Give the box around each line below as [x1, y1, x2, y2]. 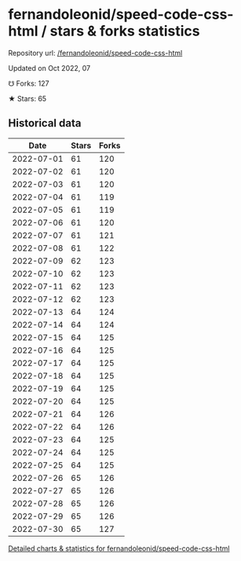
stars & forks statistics [49, 22, 200, 40]
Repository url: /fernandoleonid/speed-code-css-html [8, 48, 183, 57]
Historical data [8, 116, 82, 130]
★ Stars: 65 [8, 93, 47, 103]
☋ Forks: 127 [8, 79, 49, 88]
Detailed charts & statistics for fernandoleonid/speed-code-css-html [8, 544, 230, 553]
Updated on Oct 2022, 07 [8, 63, 91, 72]
